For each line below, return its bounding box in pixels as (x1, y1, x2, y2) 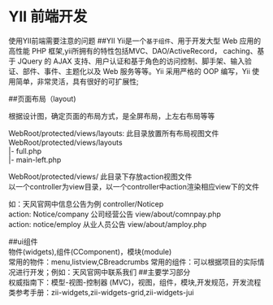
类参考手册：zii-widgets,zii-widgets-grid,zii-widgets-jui (8, 287, 194, 297)
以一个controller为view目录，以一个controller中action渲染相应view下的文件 (8, 181, 260, 191)
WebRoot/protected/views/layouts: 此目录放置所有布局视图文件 (8, 128, 219, 138)
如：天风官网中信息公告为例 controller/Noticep (8, 198, 164, 208)
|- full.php (8, 146, 42, 155)
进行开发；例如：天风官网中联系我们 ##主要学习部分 (15, 267, 191, 277)
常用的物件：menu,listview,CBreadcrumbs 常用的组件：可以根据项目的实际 (8, 257, 258, 267)
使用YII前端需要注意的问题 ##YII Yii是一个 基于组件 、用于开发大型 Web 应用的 (8, 36, 262, 46)
